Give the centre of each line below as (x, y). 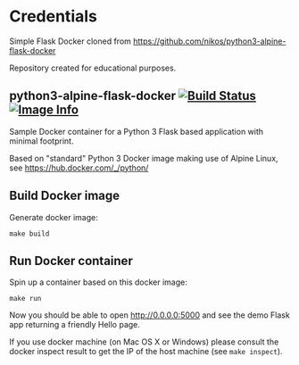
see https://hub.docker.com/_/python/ (79, 168)
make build (29, 234)
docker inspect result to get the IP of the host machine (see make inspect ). (146, 352)
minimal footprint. (42, 141)
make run (25, 299)
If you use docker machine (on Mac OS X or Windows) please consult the (144, 342)
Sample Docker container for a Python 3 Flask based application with (137, 131)
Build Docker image (65, 196)
